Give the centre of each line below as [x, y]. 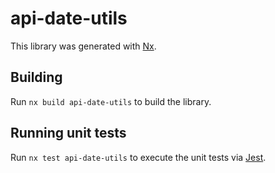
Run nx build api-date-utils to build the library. [111, 101]
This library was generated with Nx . [83, 46]
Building [36, 77]
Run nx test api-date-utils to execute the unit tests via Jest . [138, 157]
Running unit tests [68, 133]
